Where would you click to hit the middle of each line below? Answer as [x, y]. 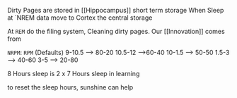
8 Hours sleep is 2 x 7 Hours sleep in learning [74, 74]
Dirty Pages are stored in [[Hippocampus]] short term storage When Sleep [116, 10]
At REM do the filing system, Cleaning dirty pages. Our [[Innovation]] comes [116, 31]
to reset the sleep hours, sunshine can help [70, 87]
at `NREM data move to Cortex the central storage [80, 18]
